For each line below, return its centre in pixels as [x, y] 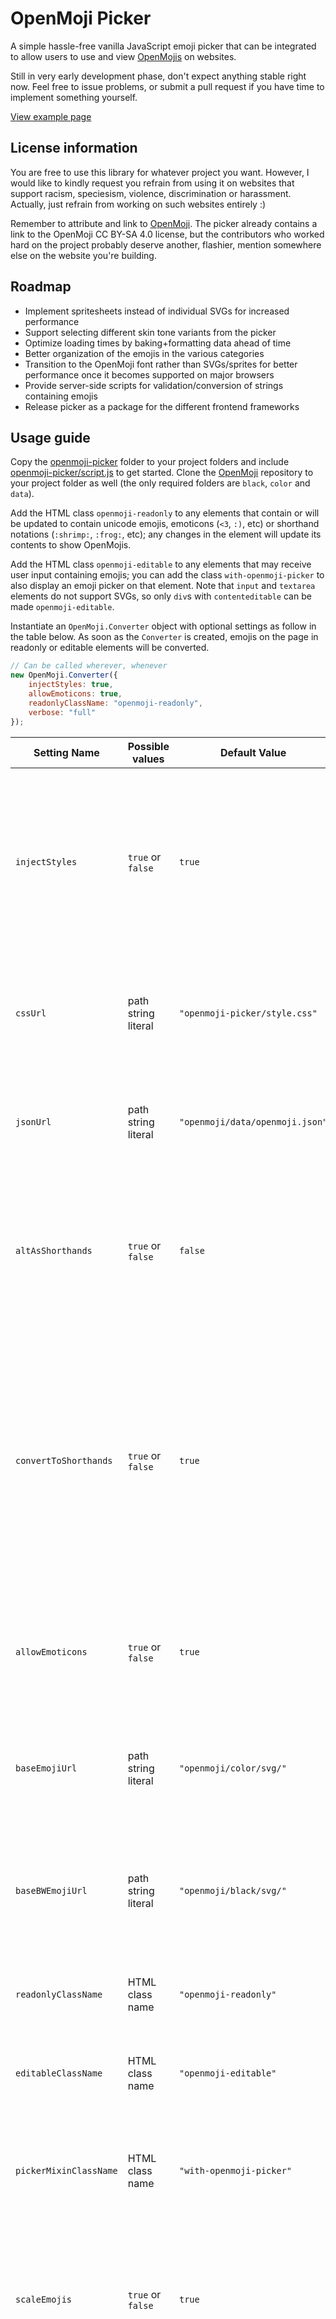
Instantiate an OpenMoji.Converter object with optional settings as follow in [163, 626]
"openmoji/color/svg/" [232, 1768]
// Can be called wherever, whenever [89, 666]
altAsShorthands [54, 1250]
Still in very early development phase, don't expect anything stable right [158, 76]
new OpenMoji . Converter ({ [64, 675]
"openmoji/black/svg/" [232, 1890]
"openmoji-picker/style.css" [248, 1013]
